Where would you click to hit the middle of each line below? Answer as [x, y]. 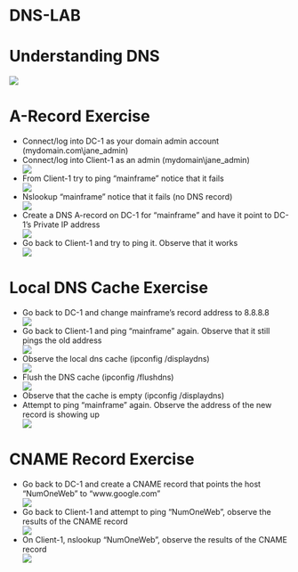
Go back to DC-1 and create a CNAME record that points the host [141, 484]
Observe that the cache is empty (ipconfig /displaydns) [123, 396]
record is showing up [60, 414]
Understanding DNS [85, 57]
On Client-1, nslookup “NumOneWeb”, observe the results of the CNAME [154, 539]
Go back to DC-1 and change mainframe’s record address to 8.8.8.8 [145, 312]
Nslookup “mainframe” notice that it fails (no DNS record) [127, 197]
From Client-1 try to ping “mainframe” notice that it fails [123, 178]
